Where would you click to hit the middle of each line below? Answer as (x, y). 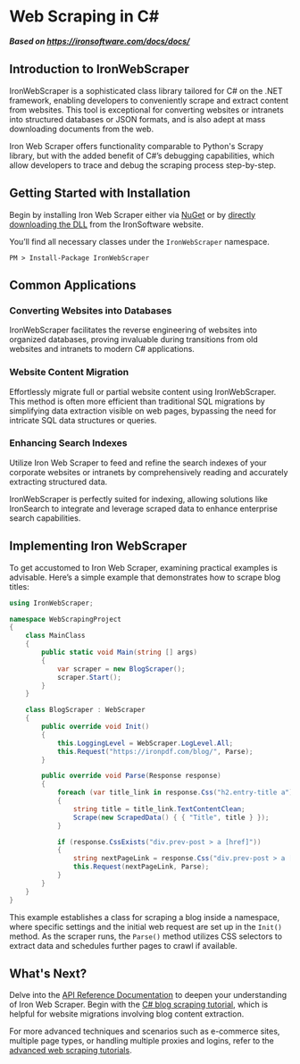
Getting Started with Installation (100, 193)
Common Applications (73, 285)
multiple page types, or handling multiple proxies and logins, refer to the (142, 1041)
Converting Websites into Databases (91, 310)
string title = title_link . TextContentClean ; (159, 809)
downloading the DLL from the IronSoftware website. (106, 224)
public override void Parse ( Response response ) (131, 776)
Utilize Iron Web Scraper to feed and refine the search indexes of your (138, 463)
